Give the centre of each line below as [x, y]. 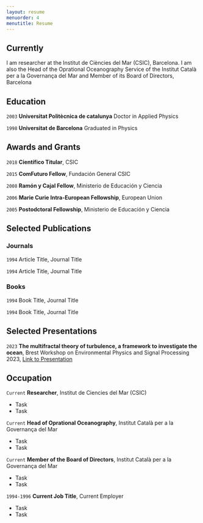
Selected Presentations [52, 331]
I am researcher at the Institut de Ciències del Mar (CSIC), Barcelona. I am [99, 63]
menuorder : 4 [23, 18]
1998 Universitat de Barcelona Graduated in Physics [72, 128]
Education [26, 101]
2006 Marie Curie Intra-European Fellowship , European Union [84, 197]
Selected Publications [49, 229]
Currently [25, 48]
